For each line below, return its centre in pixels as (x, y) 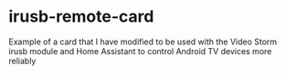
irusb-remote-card (81, 17)
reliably (22, 61)
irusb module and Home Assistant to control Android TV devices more (140, 51)
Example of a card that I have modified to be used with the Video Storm (143, 42)
